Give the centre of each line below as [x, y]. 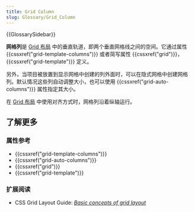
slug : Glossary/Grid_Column [41, 17]
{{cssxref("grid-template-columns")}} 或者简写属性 [69, 54]
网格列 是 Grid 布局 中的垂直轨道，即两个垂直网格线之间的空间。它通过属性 [97, 46]
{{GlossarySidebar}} [31, 34]
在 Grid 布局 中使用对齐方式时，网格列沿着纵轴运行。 [71, 101]
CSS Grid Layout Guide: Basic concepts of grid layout [80, 202]
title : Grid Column [30, 12]
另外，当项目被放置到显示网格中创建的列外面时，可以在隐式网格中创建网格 [97, 74]
